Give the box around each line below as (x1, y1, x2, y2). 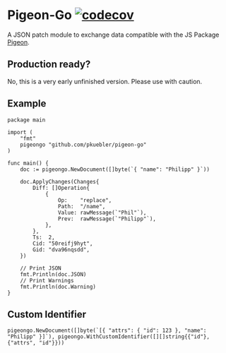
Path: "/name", (57, 203, 106, 210)
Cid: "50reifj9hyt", (32, 240, 93, 247)
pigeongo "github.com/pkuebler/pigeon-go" (20, 141, 147, 148)
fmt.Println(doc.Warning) (20, 283, 97, 290)
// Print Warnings (20, 277, 74, 284)
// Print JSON (20, 265, 61, 272)
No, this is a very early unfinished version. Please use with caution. (7, 77, 203, 85)
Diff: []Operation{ (32, 184, 90, 191)
